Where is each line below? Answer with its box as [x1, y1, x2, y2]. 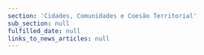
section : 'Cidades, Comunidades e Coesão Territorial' [7, 11, 197, 20]
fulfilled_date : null [7, 27, 81, 35]
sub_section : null [7, 19, 70, 27]
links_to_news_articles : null [7, 34, 111, 43]
